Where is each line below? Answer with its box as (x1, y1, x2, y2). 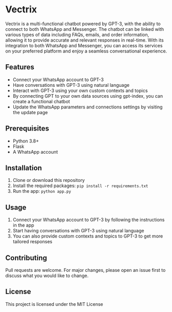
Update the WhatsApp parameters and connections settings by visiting (12, 104, 163, 110)
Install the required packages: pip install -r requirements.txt (12, 182, 148, 189)
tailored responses (12, 238, 52, 245)
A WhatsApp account (12, 149, 58, 155)
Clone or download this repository (12, 177, 85, 183)
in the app (12, 222, 34, 228)
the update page (12, 109, 48, 115)
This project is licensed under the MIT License (5, 301, 104, 307)
